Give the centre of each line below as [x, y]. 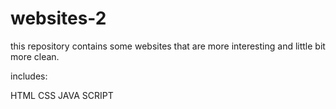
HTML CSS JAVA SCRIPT [62, 95]
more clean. [35, 56]
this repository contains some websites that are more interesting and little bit [168, 46]
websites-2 [58, 18]
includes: [29, 76]
